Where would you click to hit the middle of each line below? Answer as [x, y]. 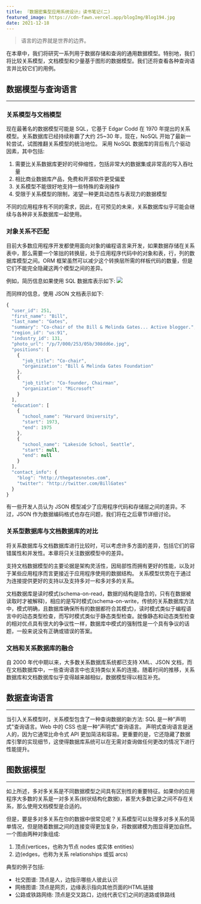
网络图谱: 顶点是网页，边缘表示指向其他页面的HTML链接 [84, 887]
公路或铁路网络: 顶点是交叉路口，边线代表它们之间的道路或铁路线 [95, 894]
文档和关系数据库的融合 [40, 648]
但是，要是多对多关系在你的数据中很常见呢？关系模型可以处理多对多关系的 [98, 819]
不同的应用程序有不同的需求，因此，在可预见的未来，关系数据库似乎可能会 [98, 207]
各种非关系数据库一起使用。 [51, 214]
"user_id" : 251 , [32, 310]
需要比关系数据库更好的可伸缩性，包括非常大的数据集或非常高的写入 [99, 164]
